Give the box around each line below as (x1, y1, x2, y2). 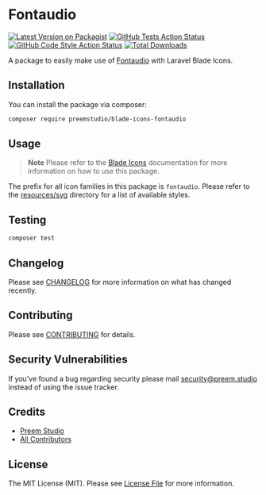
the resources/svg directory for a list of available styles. (8, 190, 191, 200)
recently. (8, 286, 37, 295)
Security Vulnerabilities (8, 353, 129, 366)
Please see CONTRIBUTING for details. (8, 329, 137, 339)
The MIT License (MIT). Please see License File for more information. (8, 478, 234, 489)
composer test (8, 234, 56, 243)
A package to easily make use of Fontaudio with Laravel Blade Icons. (8, 56, 233, 65)
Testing (8, 213, 47, 227)
